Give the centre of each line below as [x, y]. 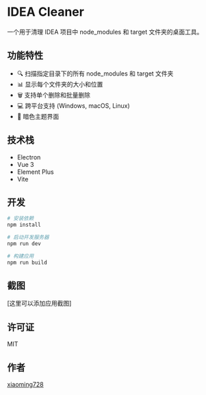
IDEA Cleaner [46, 12]
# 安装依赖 [21, 218]
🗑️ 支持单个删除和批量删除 [54, 95]
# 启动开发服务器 [28, 238]
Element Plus [35, 172]
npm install [24, 225]
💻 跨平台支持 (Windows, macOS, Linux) [73, 105]
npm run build [27, 262]
